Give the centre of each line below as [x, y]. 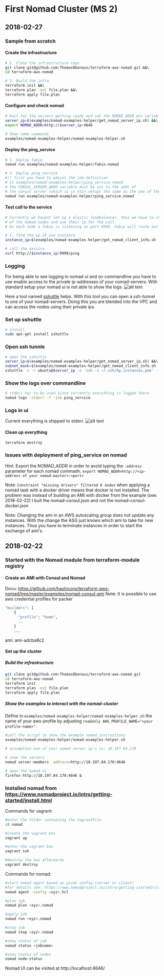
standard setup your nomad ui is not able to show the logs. [64, 287]
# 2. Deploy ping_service [31, 173]
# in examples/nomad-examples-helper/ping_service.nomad [64, 183]
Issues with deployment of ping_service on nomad [66, 455]
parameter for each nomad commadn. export [51, 471]
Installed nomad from [31, 788]
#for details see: [24, 887]
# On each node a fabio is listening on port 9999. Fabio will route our [82, 227]
